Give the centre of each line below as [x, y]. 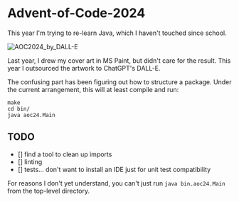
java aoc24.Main [31, 115]
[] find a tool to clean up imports [65, 154]
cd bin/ [19, 108]
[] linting [30, 161]
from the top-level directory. [49, 191]
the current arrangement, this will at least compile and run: [93, 89]
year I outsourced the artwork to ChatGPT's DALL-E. [84, 68]
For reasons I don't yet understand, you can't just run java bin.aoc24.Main [116, 183]
